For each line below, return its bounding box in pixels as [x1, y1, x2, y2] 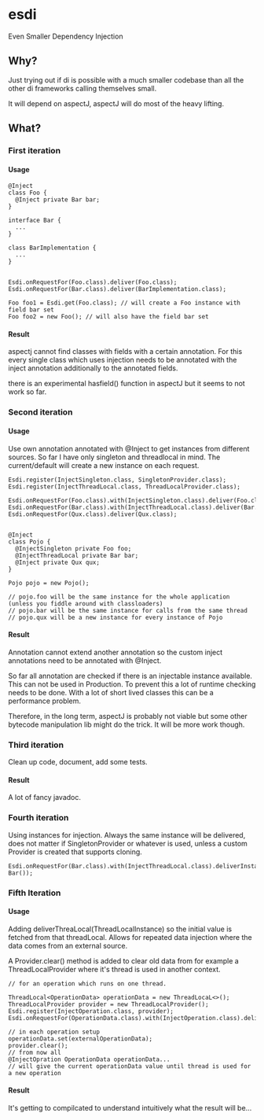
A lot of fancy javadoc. [8, 793, 81, 802]
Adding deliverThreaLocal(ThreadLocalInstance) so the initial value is [8, 924, 233, 934]
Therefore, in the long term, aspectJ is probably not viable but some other [8, 711, 247, 720]
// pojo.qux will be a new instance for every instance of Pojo [8, 613, 223, 621]
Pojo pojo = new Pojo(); [8, 579, 90, 587]
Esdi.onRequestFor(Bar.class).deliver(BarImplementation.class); [8, 286, 226, 293]
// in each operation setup [8, 1028, 101, 1036]
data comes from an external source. [8, 941, 128, 950]
